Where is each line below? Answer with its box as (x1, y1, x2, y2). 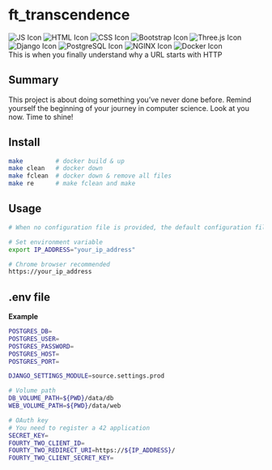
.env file (8, 290, 51, 304)
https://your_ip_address (8, 267, 92, 276)
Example (8, 312, 39, 322)
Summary (8, 73, 59, 87)
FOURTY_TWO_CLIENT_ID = (8, 439, 85, 447)
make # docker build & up (8, 156, 125, 165)
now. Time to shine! (8, 112, 74, 122)
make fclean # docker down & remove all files (8, 172, 172, 180)
